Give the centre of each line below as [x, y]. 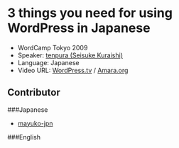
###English [24, 137]
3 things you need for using [90, 13]
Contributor [34, 92]
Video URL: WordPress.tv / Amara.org [73, 70]
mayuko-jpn [35, 123]
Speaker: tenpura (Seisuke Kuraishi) [70, 55]
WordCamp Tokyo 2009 [53, 47]
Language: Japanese [48, 62]
